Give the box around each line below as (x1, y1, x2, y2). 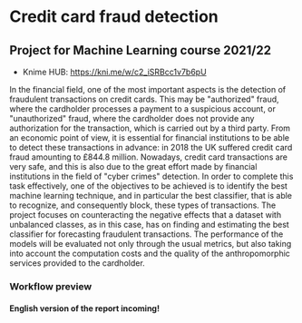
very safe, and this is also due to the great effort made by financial (9, 161, 258, 171)
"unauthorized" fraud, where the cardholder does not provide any (9, 113, 255, 123)
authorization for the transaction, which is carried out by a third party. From (9, 122, 291, 133)
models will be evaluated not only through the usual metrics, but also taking (9, 239, 292, 249)
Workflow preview (9, 279, 93, 292)
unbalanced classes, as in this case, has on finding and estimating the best (9, 220, 290, 230)
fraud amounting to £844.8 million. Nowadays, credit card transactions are (9, 152, 288, 162)
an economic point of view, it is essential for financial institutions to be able (9, 132, 290, 142)
